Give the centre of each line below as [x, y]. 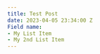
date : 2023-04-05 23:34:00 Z [50, 20]
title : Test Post [33, 14]
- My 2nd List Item [36, 40]
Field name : [25, 27]
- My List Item [30, 33]
